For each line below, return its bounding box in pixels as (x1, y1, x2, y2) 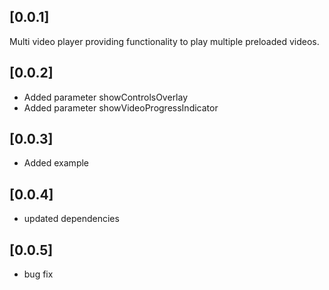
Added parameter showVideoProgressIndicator (23, 101, 219, 114)
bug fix (23, 268, 54, 280)
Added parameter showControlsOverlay (23, 91, 189, 103)
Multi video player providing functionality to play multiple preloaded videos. (9, 35, 320, 47)
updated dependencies (23, 213, 120, 225)
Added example (23, 157, 90, 169)
